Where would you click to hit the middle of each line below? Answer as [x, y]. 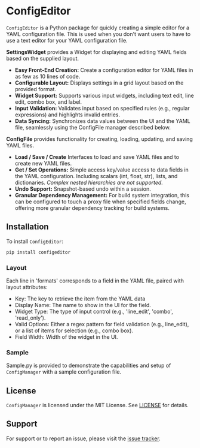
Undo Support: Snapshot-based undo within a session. [83, 189]
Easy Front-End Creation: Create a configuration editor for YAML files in [104, 70]
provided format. [36, 89]
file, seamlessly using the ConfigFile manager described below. [93, 127]
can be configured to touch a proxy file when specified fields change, [100, 202]
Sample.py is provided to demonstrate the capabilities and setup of [89, 366]
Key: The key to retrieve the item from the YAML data [80, 299]
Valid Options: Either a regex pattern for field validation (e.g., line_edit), [102, 324]
